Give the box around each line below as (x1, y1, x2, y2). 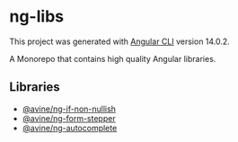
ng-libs (9, 6, 65, 27)
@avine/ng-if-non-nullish (22, 103, 117, 114)
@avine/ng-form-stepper (22, 112, 116, 123)
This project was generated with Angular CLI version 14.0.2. (9, 36, 231, 47)
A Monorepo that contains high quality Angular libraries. (9, 53, 216, 64)
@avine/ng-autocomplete (22, 122, 118, 133)
